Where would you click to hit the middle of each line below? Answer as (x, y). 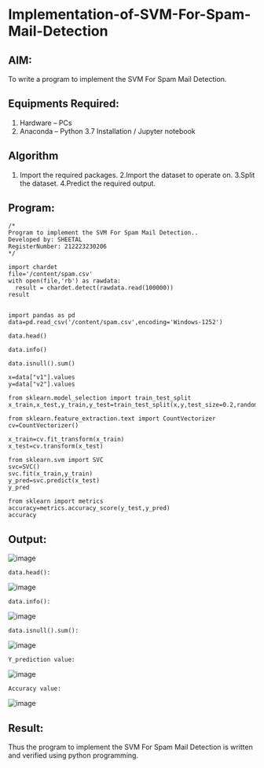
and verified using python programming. (73, 755)
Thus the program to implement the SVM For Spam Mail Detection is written (130, 747)
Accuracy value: (35, 689)
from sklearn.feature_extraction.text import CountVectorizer (112, 419)
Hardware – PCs (46, 123)
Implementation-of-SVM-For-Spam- (130, 15)
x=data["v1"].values (42, 378)
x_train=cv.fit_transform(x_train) (66, 439)
